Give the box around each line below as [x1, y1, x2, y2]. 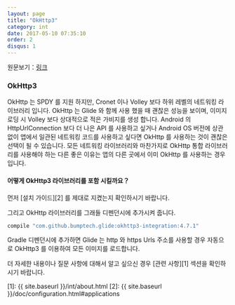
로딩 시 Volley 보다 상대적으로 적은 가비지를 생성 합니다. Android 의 [7, 115, 192, 123]
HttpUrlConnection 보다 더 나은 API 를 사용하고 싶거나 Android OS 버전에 [7, 124, 211, 133]
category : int [7, 23, 49, 30]
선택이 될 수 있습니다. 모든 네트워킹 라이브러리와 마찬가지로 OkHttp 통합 [7, 142, 203, 150]
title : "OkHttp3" [7, 17, 58, 24]
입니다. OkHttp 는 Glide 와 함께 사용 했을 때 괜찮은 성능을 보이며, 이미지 [31, 107, 227, 115]
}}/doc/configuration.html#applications [7, 290, 121, 298]
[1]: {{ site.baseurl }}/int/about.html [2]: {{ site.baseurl [7, 282, 163, 291]
